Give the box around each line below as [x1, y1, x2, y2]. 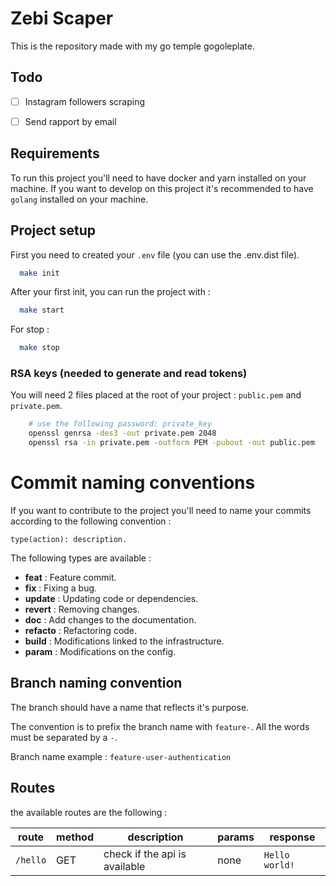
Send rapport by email [24, 115, 117, 127]
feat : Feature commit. [24, 571, 117, 583]
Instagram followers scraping [24, 95, 146, 107]
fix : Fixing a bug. [24, 582, 98, 594]
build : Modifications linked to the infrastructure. [24, 635, 225, 647]
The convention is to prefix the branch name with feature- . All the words [10, 720, 310, 732]
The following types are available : [10, 552, 152, 564]
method [56, 830, 94, 844]
